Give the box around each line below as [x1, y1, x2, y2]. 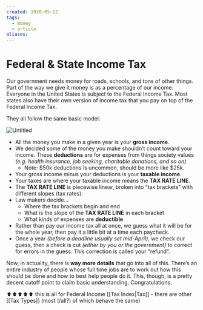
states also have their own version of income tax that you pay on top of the [6, 97, 193, 104]
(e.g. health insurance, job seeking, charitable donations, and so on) [15, 158, 187, 165]
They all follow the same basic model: [6, 115, 101, 122]
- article [12, 25, 36, 32]
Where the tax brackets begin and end [24, 203, 120, 210]
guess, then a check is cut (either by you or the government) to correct [15, 242, 193, 249]
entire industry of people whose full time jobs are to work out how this [6, 266, 181, 273]
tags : [6, 15, 20, 21]
